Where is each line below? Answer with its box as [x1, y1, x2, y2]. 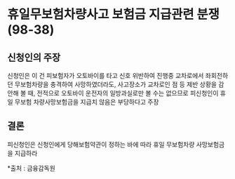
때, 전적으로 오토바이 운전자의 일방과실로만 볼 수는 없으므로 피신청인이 [27, 89, 219, 97]
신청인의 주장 [7, 51, 61, 63]
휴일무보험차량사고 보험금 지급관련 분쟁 [7, 6, 220, 22]
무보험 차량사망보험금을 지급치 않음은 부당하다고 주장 [14, 98, 159, 106]
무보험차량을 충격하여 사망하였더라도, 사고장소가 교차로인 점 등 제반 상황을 [14, 80, 217, 88]
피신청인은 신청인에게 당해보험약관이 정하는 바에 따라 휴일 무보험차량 [7, 140, 195, 148]
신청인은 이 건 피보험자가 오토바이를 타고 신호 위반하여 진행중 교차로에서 [7, 72, 204, 79]
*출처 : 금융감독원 [7, 164, 56, 172]
